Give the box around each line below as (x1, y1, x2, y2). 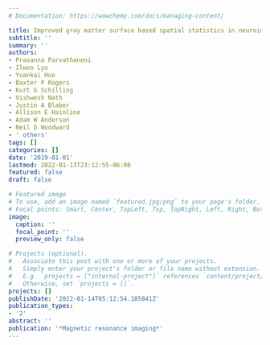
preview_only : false (15, 235, 84, 244)
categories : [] (8, 146, 59, 154)
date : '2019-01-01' (8, 154, 74, 162)
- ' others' (8, 131, 48, 139)
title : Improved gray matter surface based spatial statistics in (8, 26, 235, 35)
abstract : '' (8, 317, 52, 326)
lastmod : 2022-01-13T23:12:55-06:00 (8, 161, 131, 169)
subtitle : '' (8, 34, 52, 42)
